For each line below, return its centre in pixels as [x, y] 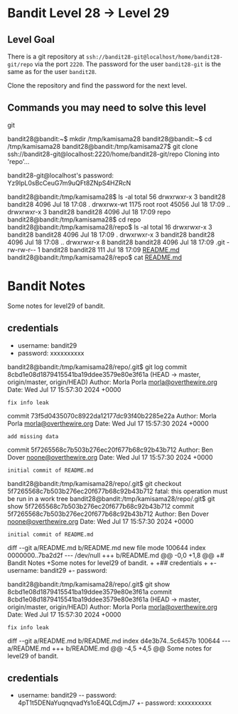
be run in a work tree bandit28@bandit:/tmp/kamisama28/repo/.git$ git [111, 498]
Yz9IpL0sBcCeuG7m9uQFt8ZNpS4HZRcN [69, 182]
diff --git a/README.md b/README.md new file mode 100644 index [107, 547]
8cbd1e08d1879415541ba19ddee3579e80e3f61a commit [90, 591]
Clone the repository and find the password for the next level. [97, 86]
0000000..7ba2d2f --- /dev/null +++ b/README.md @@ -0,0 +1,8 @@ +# [116, 555]
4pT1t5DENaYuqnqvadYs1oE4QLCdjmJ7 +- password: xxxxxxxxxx [114, 703]
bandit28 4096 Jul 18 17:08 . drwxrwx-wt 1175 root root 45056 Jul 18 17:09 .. [119, 204]
